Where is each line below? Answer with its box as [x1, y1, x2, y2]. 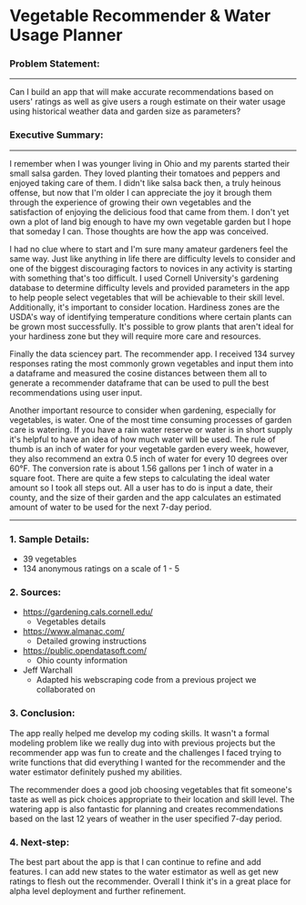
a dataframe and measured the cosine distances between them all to [9, 367, 267, 378]
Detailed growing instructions [36, 635, 148, 647]
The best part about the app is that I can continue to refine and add [9, 856, 261, 867]
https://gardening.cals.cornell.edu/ [22, 607, 153, 618]
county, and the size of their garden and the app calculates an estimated [9, 491, 281, 502]
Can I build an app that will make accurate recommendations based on [9, 87, 274, 98]
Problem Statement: [9, 57, 100, 70]
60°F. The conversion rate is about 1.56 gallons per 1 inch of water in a [9, 462, 274, 474]
